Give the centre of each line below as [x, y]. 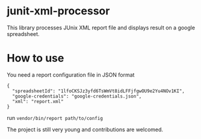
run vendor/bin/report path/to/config [55, 117]
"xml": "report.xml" [38, 101]
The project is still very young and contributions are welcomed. [85, 129]
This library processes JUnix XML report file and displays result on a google [101, 28]
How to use [36, 58]
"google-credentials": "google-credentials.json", [77, 96]
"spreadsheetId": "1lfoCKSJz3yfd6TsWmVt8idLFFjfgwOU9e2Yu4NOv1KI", [99, 91]
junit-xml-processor [58, 11]
